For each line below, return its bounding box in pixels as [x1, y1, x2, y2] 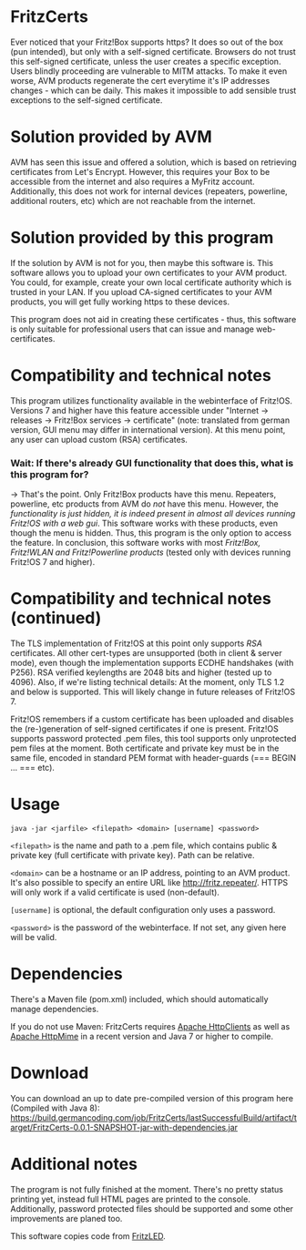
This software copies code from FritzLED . [10, 1230, 167, 1241]
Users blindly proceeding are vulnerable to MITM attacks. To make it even [10, 66, 288, 77]
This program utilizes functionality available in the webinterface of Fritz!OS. [10, 394, 293, 406]
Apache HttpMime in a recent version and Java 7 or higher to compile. [10, 1030, 274, 1041]
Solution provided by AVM [10, 127, 212, 148]
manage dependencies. [10, 1003, 99, 1014]
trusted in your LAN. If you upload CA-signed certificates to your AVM [10, 286, 272, 297]
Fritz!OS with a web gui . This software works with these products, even [10, 517, 279, 529]
